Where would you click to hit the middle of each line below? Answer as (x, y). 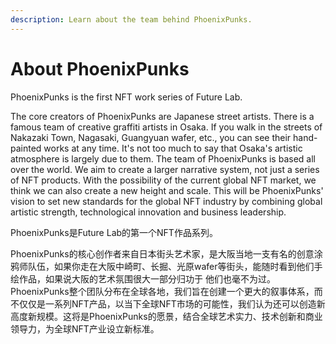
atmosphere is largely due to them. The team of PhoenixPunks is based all (163, 158)
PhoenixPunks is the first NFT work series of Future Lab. (126, 97)
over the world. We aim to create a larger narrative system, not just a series (165, 169)
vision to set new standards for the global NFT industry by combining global (166, 201)
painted (26, 148)
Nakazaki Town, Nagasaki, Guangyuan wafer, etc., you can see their (151, 137)
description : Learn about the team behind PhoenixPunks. (131, 19)
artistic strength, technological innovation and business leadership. (148, 212)
